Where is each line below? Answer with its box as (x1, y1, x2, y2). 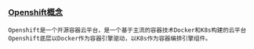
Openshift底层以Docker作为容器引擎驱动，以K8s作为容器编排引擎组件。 (8, 35, 212, 43)
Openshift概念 (8, 6, 63, 17)
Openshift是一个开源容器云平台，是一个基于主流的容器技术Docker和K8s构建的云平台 (8, 26, 247, 34)
